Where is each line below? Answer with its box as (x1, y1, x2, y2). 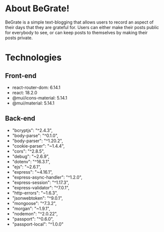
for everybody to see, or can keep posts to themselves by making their (5, 29, 148, 35)
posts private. (5, 35, 33, 41)
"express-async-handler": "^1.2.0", (12, 174, 83, 180)
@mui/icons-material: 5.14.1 (12, 95, 68, 101)
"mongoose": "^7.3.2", (12, 200, 57, 206)
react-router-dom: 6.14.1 (12, 84, 61, 90)
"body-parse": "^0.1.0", (12, 132, 59, 138)
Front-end (5, 72, 37, 80)
